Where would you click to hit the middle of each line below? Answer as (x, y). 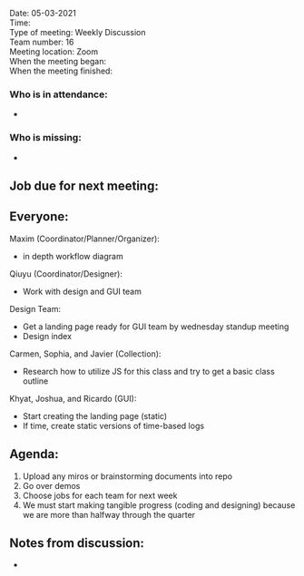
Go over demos (51, 485)
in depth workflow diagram (73, 256)
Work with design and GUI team (82, 291)
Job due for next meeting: (84, 185)
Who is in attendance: (59, 94)
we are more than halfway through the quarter (109, 514)
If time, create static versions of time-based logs (113, 425)
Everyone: (39, 217)
